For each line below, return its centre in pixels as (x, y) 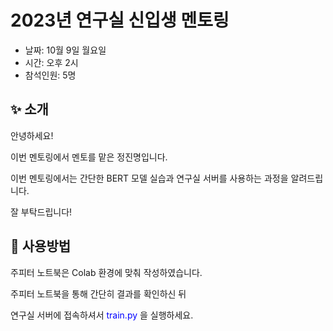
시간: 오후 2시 (51, 62)
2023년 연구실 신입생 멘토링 (120, 20)
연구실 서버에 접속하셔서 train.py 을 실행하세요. (102, 315)
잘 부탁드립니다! (41, 212)
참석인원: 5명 (50, 75)
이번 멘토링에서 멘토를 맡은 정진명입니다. (89, 157)
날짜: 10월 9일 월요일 (65, 50)
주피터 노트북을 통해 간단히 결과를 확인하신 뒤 (98, 293)
